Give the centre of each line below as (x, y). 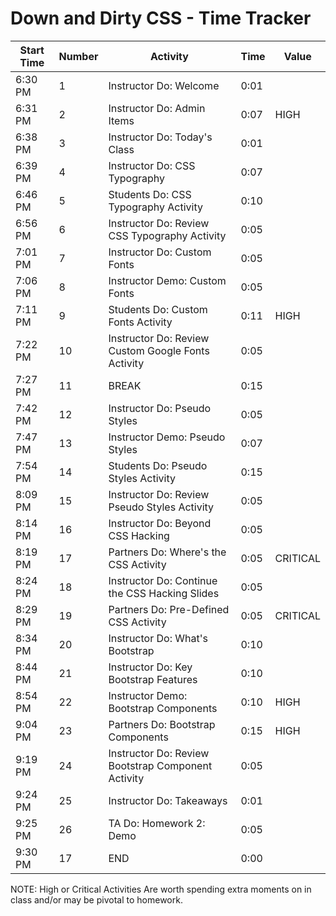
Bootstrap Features (153, 679)
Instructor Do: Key (150, 667)
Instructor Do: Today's (160, 137)
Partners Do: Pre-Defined (169, 609)
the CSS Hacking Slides (164, 593)
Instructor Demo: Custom (167, 280)
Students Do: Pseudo (158, 465)
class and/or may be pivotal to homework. (96, 899)
